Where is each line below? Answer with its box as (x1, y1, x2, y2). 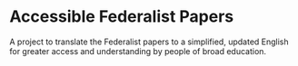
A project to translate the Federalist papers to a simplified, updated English (9, 36, 289, 47)
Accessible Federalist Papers (9, 6, 234, 27)
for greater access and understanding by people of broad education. (9, 45, 266, 56)
